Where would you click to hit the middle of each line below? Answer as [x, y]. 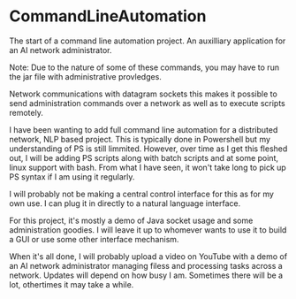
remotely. [27, 112]
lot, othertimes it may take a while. [72, 284]
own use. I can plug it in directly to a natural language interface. [125, 203]
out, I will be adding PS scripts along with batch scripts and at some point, [144, 157]
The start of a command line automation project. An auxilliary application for [148, 41]
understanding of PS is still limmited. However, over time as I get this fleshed [148, 149]
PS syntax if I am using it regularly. [72, 176]
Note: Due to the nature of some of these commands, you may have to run [144, 67]
